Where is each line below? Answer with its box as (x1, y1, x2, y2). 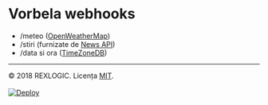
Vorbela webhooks (8, 5, 136, 23)
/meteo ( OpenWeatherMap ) (19, 31, 111, 41)
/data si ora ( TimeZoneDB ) (19, 48, 108, 57)
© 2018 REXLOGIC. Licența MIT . (8, 71, 114, 80)
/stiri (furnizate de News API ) (19, 39, 116, 49)
